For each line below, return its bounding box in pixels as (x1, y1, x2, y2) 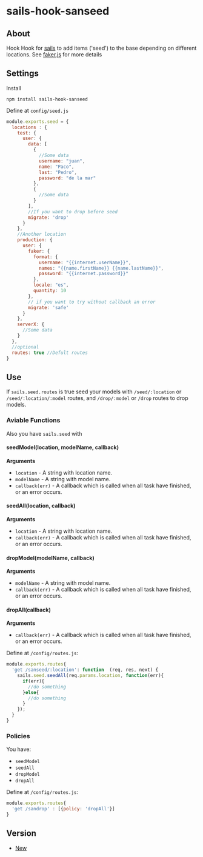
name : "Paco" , (38, 164, 75, 170)
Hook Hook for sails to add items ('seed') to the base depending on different (6, 44, 197, 52)
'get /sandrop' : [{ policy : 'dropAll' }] (12, 806, 115, 812)
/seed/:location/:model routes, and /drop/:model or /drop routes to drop (6, 395, 188, 402)
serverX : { (17, 321, 45, 328)
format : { (33, 253, 59, 260)
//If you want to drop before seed (28, 208, 118, 215)
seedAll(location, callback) (6, 502, 76, 510)
